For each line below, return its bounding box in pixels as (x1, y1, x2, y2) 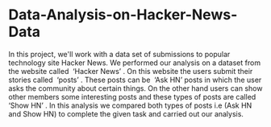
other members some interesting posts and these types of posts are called (8, 92, 256, 101)
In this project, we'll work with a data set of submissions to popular (8, 49, 231, 59)
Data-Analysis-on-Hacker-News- (8, 6, 238, 24)
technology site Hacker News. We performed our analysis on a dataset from (8, 58, 261, 68)
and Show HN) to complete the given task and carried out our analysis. (8, 109, 244, 118)
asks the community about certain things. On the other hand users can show (8, 83, 263, 93)
